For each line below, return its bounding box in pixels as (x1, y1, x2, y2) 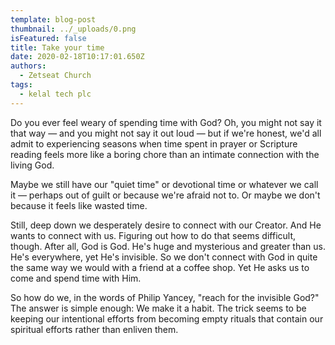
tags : (10, 80, 33, 90)
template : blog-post (10, 14, 97, 25)
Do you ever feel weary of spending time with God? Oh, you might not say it (10, 116, 322, 128)
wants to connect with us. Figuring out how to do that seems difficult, (10, 229, 297, 241)
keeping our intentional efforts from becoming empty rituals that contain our (10, 312, 324, 325)
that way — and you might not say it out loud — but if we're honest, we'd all (10, 127, 322, 139)
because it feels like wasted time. (10, 199, 148, 211)
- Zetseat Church (19, 71, 92, 81)
